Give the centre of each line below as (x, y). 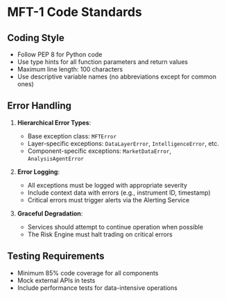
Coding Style (36, 38)
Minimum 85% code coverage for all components (88, 273)
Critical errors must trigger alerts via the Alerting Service (108, 200)
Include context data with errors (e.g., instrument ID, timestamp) (119, 193)
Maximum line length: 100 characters (70, 69)
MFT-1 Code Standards (75, 12)
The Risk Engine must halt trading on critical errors (100, 234)
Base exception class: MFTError (72, 136)
